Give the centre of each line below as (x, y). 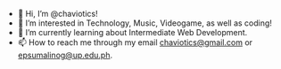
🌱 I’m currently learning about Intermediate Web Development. (132, 32)
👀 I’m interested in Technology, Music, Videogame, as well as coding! (145, 23)
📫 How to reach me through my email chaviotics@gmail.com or (135, 42)
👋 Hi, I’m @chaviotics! (58, 14)
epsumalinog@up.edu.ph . (65, 55)
